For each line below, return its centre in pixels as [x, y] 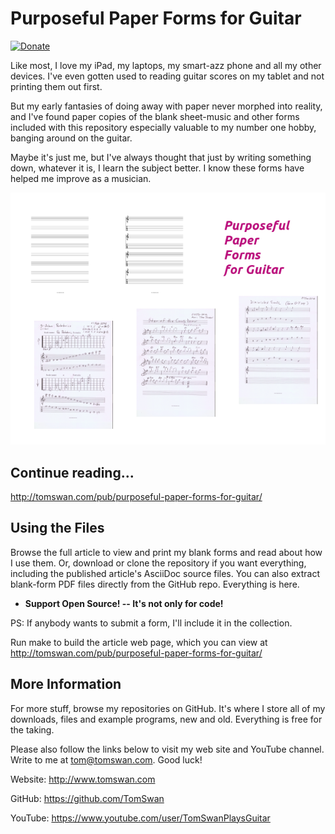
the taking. [32, 729]
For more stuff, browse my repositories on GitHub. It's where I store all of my [168, 708]
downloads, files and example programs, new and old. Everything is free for [166, 719]
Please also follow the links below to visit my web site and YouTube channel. [167, 749]
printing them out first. [56, 86]
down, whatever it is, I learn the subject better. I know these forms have [157, 168]
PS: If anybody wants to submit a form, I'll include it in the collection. [151, 623]
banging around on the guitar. [71, 138]
